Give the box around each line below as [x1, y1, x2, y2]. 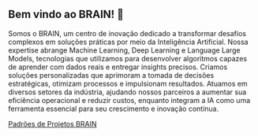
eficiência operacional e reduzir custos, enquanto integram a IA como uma [8, 95, 251, 105]
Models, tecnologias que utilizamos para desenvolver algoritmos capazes [8, 53, 247, 63]
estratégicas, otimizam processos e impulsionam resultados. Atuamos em [8, 79, 249, 88]
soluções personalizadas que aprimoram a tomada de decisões [8, 70, 215, 79]
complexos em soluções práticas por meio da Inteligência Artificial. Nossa [8, 37, 249, 46]
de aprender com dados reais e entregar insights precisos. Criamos [8, 62, 228, 72]
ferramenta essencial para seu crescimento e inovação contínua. [8, 104, 219, 113]
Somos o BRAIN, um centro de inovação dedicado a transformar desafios [8, 28, 247, 38]
